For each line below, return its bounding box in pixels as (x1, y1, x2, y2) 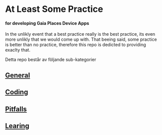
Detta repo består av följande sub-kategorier (5, 57, 97, 63)
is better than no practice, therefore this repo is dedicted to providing (5, 42, 146, 48)
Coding (5, 88, 28, 96)
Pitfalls (5, 105, 27, 113)
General (5, 71, 31, 79)
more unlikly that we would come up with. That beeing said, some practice (5, 36, 157, 43)
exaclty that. (5, 47, 31, 53)
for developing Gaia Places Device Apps (5, 20, 89, 26)
